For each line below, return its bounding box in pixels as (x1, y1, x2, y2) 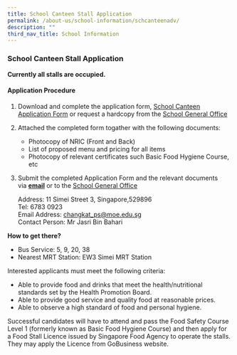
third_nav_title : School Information (7, 30, 120, 38)
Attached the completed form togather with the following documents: (17, 123, 221, 132)
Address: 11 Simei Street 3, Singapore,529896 (17, 195, 152, 203)
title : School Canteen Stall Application (7, 10, 132, 18)
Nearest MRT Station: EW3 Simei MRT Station (17, 253, 152, 261)
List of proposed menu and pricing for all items (28, 144, 166, 153)
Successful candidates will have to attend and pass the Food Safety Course (7, 317, 229, 325)
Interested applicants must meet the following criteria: (7, 266, 166, 275)
